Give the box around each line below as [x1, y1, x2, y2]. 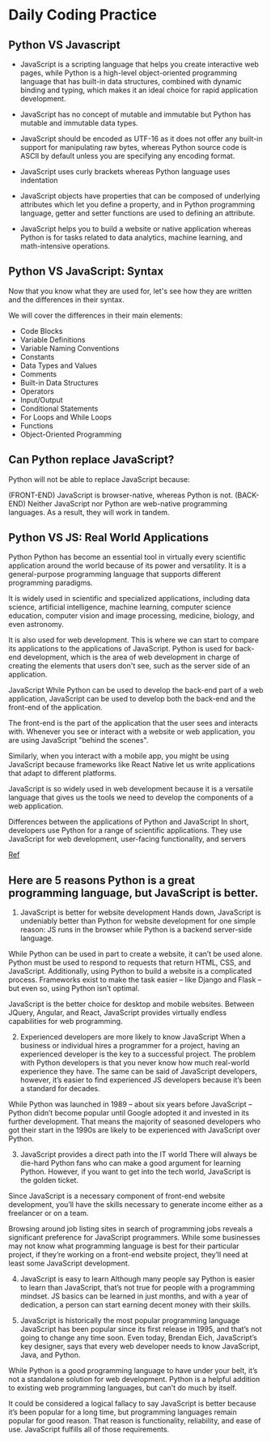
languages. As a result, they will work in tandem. [8, 507, 170, 517]
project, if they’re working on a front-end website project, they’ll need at [8, 1250, 248, 1260]
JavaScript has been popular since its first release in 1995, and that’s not [19, 1325, 262, 1334]
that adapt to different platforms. [8, 768, 117, 779]
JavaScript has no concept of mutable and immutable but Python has [19, 109, 252, 119]
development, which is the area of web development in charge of [23, 652, 240, 662]
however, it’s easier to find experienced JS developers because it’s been [19, 1075, 261, 1085]
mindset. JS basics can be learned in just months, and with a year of [19, 1291, 248, 1301]
